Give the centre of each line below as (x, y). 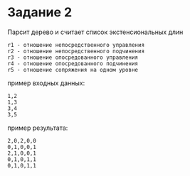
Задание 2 (40, 12)
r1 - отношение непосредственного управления (76, 45)
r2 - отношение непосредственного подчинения (76, 51)
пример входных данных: (46, 83)
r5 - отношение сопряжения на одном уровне (73, 70)
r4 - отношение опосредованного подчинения (73, 64)
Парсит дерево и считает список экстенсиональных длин (95, 32)
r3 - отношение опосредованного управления (73, 57)
